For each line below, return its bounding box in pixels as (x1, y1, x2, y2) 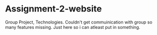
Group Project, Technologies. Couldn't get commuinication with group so (5, 19, 153, 25)
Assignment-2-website (5, 3, 102, 14)
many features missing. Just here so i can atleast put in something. (5, 24, 141, 30)
